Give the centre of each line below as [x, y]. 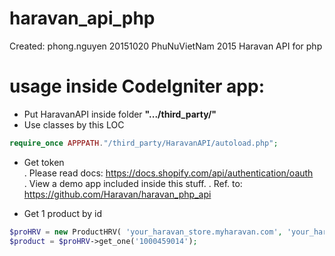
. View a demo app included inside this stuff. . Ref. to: [133, 183]
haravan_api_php [82, 18]
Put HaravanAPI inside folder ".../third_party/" [120, 114]
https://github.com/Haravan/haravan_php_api [117, 194]
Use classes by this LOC [74, 124]
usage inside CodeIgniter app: [137, 86]
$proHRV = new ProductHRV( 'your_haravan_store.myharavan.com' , [146, 232]
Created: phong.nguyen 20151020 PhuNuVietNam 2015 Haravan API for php [166, 46]
